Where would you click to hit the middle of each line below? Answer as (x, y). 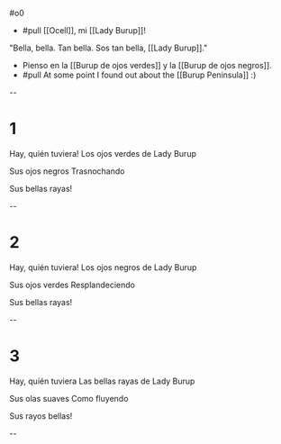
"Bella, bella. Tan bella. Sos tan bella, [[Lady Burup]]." (109, 48)
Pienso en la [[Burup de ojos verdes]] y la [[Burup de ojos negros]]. (147, 65)
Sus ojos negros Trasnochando (67, 171)
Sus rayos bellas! (41, 416)
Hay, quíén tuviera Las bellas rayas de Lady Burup (102, 381)
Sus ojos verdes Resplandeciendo (72, 285)
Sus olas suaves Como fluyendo (69, 398)
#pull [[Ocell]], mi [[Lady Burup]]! (84, 30)
